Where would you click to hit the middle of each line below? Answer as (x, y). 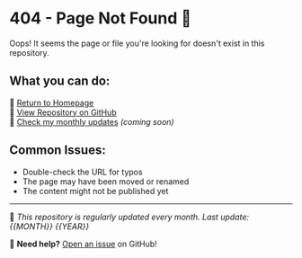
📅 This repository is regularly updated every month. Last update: (129, 217)
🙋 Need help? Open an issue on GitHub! (83, 244)
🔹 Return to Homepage (52, 102)
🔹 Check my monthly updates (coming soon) (92, 121)
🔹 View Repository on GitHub (63, 112)
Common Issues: (58, 151)
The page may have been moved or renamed (106, 181)
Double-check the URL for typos (82, 172)
